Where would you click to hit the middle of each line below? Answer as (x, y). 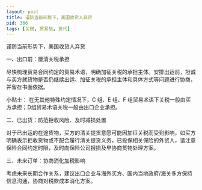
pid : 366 (17, 23)
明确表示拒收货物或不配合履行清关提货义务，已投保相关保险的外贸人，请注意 (101, 140)
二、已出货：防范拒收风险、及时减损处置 (56, 120)
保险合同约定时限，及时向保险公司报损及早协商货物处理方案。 (83, 148)
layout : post (23, 12)
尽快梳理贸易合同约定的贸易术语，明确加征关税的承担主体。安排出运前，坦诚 (101, 72)
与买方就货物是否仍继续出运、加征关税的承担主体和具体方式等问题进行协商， (101, 79)
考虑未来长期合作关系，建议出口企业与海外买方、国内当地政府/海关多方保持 (99, 173)
